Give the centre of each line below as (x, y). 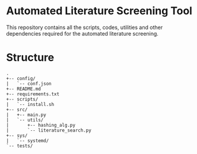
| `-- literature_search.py (49, 130)
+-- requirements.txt (33, 94)
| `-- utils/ (25, 120)
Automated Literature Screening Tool (99, 11)
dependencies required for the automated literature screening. (82, 33)
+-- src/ (17, 110)
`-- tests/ (20, 146)
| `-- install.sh (30, 104)
